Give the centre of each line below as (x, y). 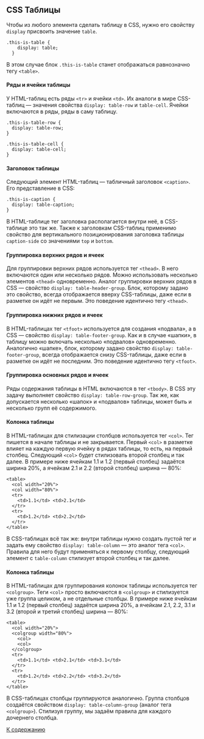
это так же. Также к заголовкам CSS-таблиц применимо (103, 228)
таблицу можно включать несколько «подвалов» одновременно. (91, 341)
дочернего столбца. (32, 718)
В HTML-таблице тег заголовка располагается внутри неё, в (85, 222)
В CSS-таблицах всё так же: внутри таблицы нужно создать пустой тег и (101, 539)
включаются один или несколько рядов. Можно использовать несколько (102, 275)
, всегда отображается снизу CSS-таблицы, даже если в (113, 354)
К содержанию (26, 730)
